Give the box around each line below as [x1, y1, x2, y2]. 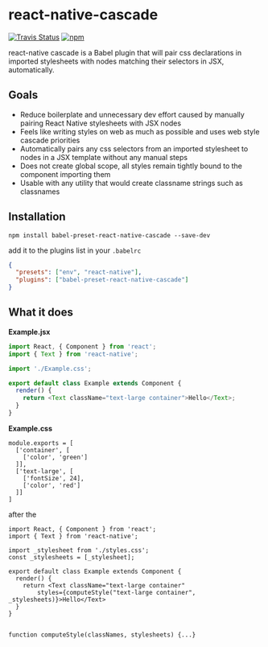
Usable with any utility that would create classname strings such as [19, 178, 243, 188]
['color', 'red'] [23, 481, 81, 489]
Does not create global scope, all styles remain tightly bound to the [19, 161, 243, 171]
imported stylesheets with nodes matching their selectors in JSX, [8, 56, 225, 66]
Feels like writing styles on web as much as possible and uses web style [19, 126, 260, 136]
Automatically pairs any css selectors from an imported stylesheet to [19, 143, 249, 154]
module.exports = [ [8, 439, 74, 447]
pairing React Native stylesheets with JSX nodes [19, 118, 182, 128]
